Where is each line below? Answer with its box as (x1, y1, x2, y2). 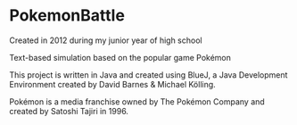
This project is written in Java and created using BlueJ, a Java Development (9, 69, 288, 80)
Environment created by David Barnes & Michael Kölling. (9, 79, 216, 89)
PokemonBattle (9, 5, 125, 26)
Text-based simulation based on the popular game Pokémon (9, 52, 232, 62)
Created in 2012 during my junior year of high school (9, 35, 202, 46)
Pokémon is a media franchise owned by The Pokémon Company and (9, 96, 265, 107)
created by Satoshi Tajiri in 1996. (9, 105, 129, 116)
